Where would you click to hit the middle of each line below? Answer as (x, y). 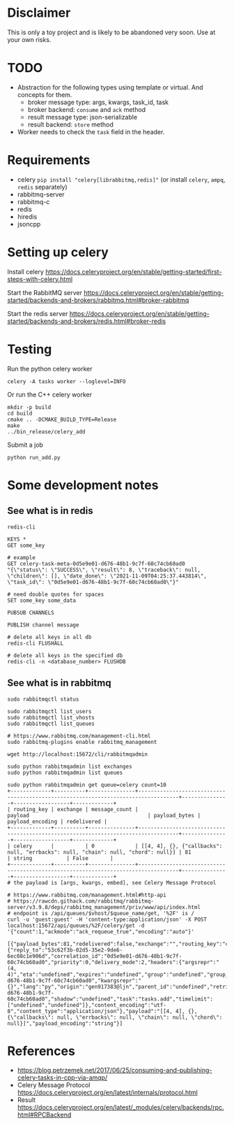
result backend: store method (70, 124)
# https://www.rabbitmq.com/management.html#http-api (87, 895)
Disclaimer (39, 13)
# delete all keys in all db (49, 637)
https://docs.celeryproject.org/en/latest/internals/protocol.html (108, 1093)
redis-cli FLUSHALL (36, 643)
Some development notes (83, 485)
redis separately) (42, 187)
